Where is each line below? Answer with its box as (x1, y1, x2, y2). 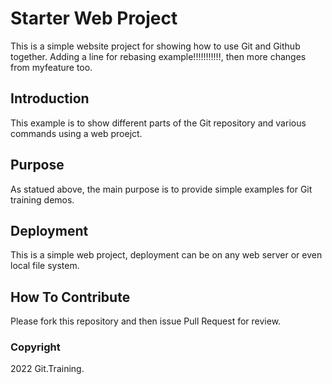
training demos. (10, 193, 75, 206)
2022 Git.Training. (10, 363, 85, 375)
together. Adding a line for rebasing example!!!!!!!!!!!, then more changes (10, 50, 307, 62)
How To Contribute (10, 288, 131, 306)
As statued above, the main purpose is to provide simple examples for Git (10, 183, 313, 195)
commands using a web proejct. (10, 127, 143, 139)
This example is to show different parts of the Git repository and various (10, 117, 307, 129)
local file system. (10, 260, 80, 272)
